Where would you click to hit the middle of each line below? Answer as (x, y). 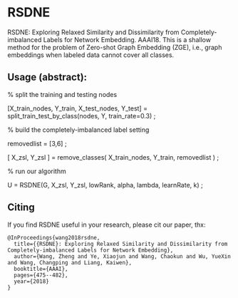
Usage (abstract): (47, 77)
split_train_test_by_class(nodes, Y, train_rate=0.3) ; (82, 115)
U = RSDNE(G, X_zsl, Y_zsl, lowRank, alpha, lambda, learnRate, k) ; (105, 185)
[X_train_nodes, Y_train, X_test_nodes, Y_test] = (78, 108)
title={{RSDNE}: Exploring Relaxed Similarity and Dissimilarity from (121, 244)
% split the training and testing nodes (62, 94)
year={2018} (32, 281)
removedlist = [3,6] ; (37, 143)
